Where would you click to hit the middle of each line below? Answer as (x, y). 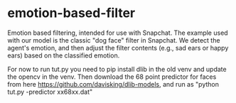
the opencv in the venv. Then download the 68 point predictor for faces (112, 77)
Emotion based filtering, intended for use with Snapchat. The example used (118, 33)
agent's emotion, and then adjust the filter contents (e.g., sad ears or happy (118, 48)
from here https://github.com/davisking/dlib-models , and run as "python (113, 84)
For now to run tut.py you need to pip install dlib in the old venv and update (117, 69)
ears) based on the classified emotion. (64, 55)
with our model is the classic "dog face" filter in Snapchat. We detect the (114, 40)
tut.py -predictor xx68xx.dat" (50, 92)
